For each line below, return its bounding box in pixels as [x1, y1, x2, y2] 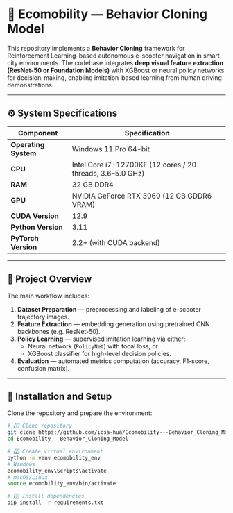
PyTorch [10, 233, 40, 243]
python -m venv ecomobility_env [7, 454, 101, 461]
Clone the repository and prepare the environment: [7, 409, 153, 417]
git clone [7, 429, 36, 436]
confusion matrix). [17, 364, 70, 372]
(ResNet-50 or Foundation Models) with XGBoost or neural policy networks [7, 66, 225, 74]
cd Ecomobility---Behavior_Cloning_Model [7, 435, 129, 443]
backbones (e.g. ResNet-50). [17, 327, 101, 335]
